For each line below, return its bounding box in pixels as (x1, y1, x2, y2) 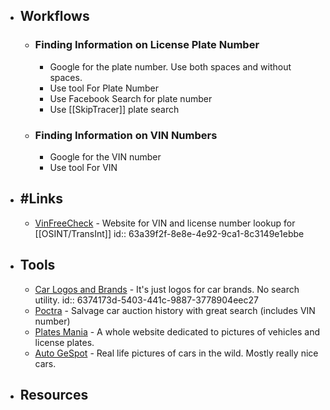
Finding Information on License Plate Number (34, 38, 260, 52)
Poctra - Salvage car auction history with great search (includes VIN (34, 304, 316, 316)
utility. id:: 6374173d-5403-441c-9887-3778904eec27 (34, 294, 259, 306)
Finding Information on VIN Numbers (34, 128, 218, 142)
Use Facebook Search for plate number (49, 92, 213, 104)
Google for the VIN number (49, 150, 162, 163)
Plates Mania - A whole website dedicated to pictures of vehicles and (34, 325, 321, 338)
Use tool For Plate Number (49, 82, 160, 94)
